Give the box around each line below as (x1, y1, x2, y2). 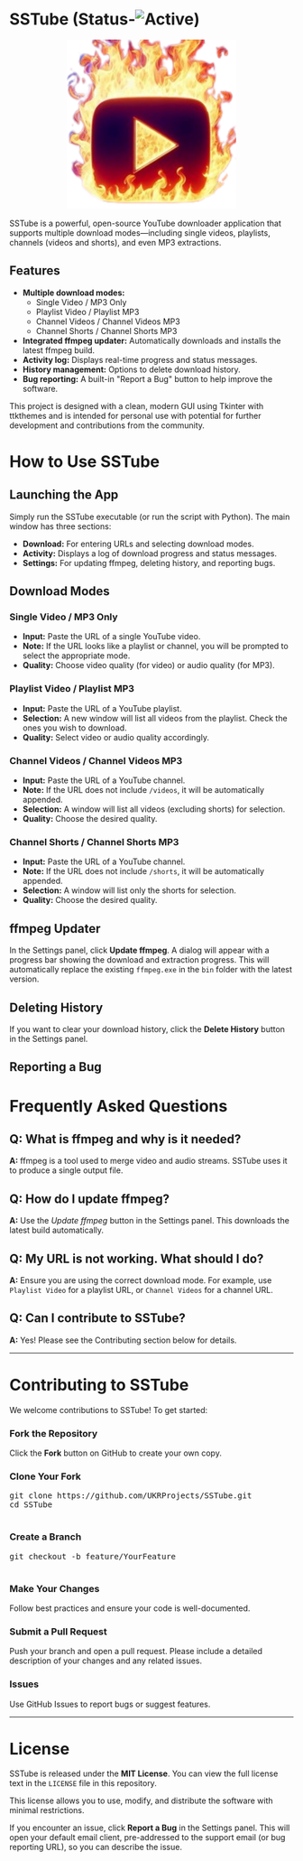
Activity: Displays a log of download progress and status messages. (22, 547, 278, 559)
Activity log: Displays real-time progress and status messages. (22, 354, 258, 365)
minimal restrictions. (9, 1805, 85, 1816)
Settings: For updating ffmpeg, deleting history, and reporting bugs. (22, 557, 276, 568)
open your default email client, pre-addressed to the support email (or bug (9, 1832, 286, 1843)
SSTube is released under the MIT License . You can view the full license (9, 1768, 279, 1779)
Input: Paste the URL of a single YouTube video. (22, 631, 201, 642)
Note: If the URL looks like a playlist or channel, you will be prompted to (22, 641, 289, 652)
